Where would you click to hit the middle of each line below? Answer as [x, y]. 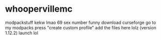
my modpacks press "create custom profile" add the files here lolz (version [81, 27]
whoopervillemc [39, 9]
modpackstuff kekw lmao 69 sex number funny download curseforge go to [80, 22]
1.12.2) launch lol [22, 33]
